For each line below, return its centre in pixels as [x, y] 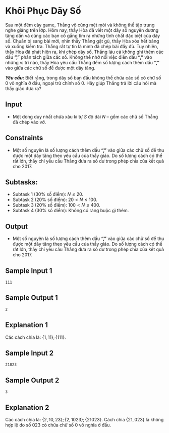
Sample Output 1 [32, 298]
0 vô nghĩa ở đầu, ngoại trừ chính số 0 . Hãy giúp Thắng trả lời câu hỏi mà [81, 83]
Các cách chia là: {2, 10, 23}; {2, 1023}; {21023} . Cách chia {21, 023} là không [84, 420]
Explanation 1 [26, 325]
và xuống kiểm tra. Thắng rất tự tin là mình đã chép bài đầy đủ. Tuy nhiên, [82, 46]
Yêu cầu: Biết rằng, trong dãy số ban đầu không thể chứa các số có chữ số [83, 77]
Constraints [24, 138]
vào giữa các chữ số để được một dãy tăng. [50, 68]
